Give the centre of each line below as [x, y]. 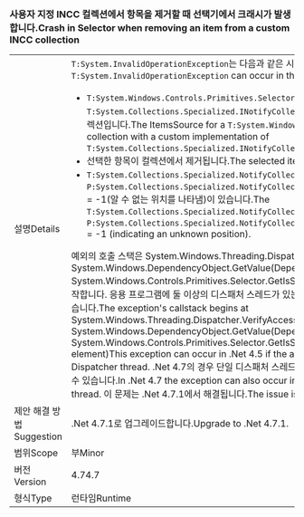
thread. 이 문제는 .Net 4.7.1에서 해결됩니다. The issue [180, 394]
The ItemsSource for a [178, 125]
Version [30, 482]
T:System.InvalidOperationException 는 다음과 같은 [177, 63]
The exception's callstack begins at [173, 308]
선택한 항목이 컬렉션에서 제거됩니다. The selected [185, 161]
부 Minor [88, 453]
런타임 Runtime [101, 498]
